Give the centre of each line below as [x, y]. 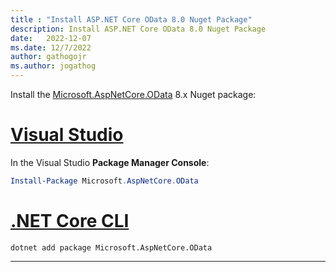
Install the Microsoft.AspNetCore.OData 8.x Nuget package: [133, 94]
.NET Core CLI [70, 221]
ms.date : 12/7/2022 [51, 47]
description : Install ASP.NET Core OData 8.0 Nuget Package [138, 29]
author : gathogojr [48, 57]
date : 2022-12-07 [51, 38]
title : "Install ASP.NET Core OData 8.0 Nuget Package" [131, 19]
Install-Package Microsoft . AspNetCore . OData [104, 181]
